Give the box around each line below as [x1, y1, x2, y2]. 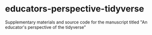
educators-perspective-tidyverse [5, 3, 144, 14]
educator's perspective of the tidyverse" [5, 24, 86, 30]
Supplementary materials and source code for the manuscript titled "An [5, 19, 148, 25]
